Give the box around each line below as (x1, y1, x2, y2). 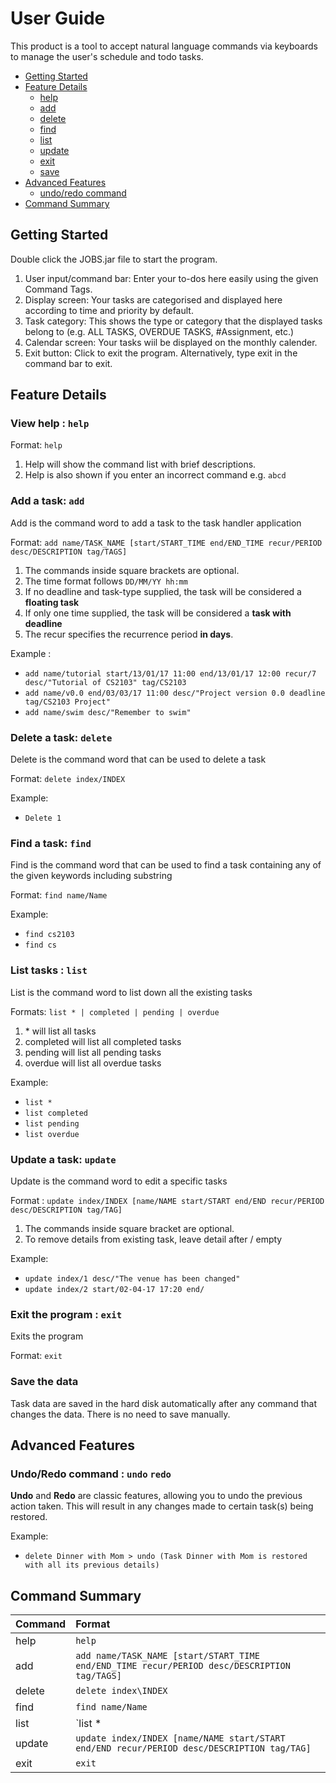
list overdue (24, 1129, 80, 1139)
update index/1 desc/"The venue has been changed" (24, 1273, 241, 1284)
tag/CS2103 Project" (24, 697, 111, 707)
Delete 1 (24, 813, 62, 824)
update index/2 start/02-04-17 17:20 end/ (24, 1284, 205, 1294)
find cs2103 (24, 930, 75, 940)
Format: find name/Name (10, 889, 108, 901)
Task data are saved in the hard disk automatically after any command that (10, 1397, 317, 1409)
